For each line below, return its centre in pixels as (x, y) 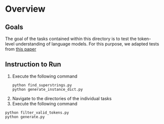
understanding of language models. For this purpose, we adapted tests (87, 44)
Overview (25, 9)
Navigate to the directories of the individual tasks (62, 98)
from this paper (21, 49)
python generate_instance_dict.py (47, 89)
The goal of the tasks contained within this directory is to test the (71, 39)
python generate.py (25, 117)
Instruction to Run (33, 64)
